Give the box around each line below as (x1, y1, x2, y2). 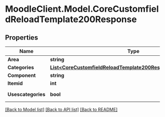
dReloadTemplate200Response (5, 14, 137, 25)
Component (7, 72, 36, 79)
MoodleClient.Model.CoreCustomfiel (5, 3, 159, 15)
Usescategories (7, 91, 46, 97)
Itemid (7, 80, 23, 87)
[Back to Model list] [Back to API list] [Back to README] (5, 107, 118, 112)
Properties (5, 33, 38, 42)
